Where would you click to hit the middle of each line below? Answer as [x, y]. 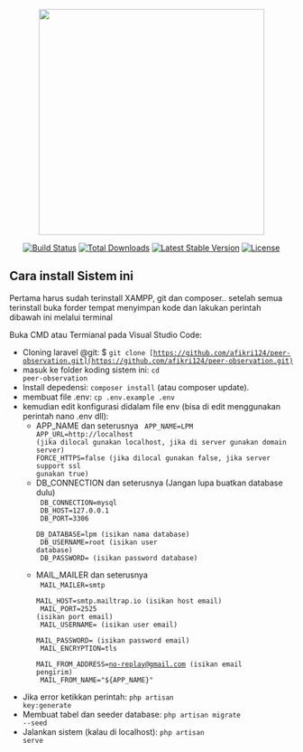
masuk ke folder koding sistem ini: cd [91, 370]
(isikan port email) [74, 616]
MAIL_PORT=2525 [69, 609]
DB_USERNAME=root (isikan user [99, 542]
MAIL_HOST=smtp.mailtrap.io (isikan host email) [129, 601]
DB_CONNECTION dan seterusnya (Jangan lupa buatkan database [159, 483]
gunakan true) [62, 474]
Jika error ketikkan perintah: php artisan [98, 697]
